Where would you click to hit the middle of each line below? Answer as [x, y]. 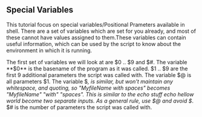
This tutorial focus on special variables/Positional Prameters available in [96, 24]
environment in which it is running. [49, 50]
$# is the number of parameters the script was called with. [79, 107]
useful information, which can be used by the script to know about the [94, 44]
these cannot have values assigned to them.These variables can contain [96, 37]
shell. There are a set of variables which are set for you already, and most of [101, 31]
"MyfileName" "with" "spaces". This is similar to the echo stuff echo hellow [100, 94]
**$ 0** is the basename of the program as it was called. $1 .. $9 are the [97, 69]
